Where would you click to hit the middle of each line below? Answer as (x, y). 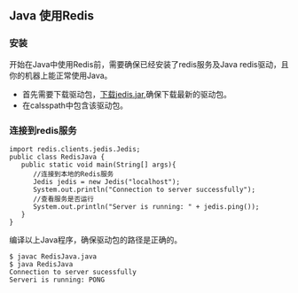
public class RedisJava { (57, 157)
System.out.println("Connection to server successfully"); (144, 189)
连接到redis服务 (43, 130)
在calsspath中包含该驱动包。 (75, 105)
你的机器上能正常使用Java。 (61, 75)
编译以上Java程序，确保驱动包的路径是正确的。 (96, 239)
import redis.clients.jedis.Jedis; (75, 149)
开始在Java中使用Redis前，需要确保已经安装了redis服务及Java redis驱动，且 (149, 64)
